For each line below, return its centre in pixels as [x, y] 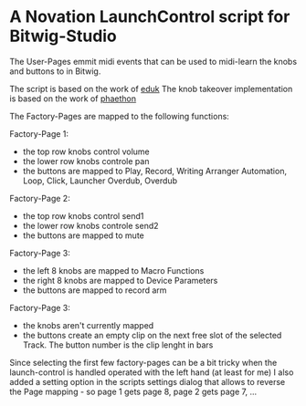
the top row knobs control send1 [83, 215]
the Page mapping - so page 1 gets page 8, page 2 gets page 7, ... [133, 391]
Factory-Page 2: [40, 198]
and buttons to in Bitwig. [55, 71]
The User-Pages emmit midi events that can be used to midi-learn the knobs [153, 61]
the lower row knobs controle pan [86, 161]
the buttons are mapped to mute [83, 235]
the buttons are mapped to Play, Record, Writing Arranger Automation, [155, 171]
